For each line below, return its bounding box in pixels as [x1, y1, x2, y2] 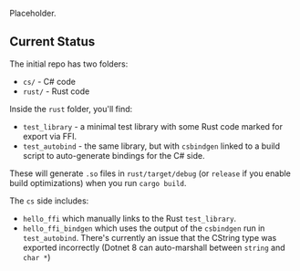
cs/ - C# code [22, 76, 76, 87]
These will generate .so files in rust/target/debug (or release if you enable [9, 168, 292, 179]
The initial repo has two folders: [9, 58, 129, 69]
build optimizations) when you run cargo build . [9, 177, 187, 188]
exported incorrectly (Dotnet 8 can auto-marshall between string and [22, 242, 285, 253]
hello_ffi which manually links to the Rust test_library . [22, 213, 237, 224]
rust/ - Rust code [22, 86, 90, 97]
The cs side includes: [9, 195, 89, 206]
